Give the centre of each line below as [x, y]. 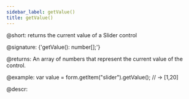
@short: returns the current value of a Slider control [71, 35]
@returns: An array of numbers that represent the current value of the [94, 59]
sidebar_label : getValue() [41, 12]
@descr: [17, 89]
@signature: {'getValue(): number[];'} [53, 47]
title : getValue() [30, 18]
